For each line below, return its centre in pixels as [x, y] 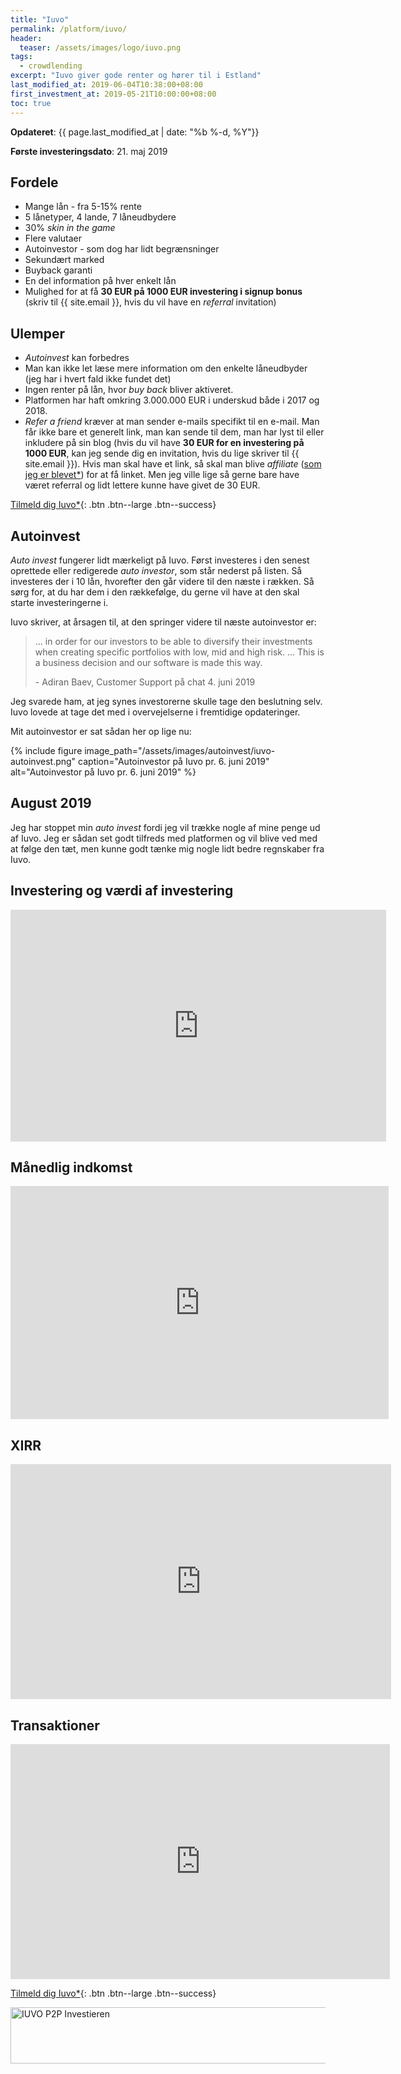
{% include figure [46, 750]
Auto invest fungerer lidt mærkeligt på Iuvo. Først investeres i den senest [160, 560]
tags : [21, 57]
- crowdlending [51, 66]
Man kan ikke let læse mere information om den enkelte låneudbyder [166, 368]
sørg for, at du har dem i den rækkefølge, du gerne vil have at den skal [155, 592]
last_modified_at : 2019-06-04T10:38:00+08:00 [106, 85]
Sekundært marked [64, 260]
